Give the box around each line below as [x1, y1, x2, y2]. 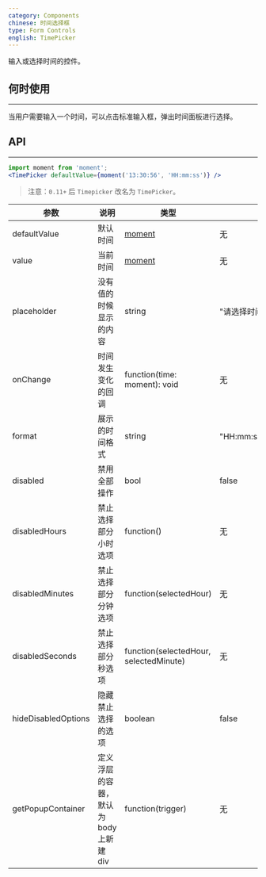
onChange [12, 373, 51, 385]
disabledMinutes [12, 588, 74, 599]
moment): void [124, 378, 179, 389]
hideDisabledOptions [12, 713, 90, 724]
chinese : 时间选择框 [8, 19, 70, 27]
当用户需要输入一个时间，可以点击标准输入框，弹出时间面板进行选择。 [8, 112, 237, 121]
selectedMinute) [124, 655, 186, 666]
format [12, 430, 37, 441]
